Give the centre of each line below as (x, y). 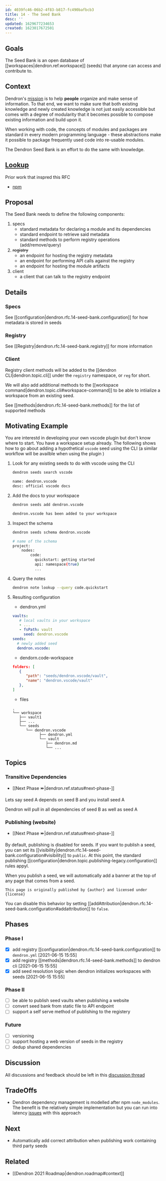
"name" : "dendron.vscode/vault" (59, 681)
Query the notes (29, 578)
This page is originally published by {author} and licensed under (76, 890)
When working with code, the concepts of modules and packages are (76, 129)
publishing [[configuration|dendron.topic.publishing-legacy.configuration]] (81, 860)
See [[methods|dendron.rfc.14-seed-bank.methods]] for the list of (72, 405)
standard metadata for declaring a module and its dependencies (85, 229)
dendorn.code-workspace (46, 658)
